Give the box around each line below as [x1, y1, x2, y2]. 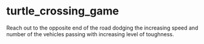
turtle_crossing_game [6, 4, 119, 18]
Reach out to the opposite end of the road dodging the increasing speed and [6, 24, 199, 31]
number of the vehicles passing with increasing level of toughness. [6, 30, 175, 37]
